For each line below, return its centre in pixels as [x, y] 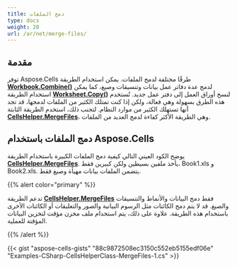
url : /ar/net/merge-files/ [47, 34]
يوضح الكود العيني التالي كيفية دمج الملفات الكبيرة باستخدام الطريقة [96, 155]
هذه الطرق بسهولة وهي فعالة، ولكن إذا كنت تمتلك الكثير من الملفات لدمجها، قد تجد [116, 102]
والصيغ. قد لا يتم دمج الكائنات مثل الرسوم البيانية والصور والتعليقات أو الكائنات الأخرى [118, 206]
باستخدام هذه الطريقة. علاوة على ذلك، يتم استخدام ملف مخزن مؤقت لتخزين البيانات [118, 213]
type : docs [23, 20]
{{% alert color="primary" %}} [52, 184]
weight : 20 [23, 27]
